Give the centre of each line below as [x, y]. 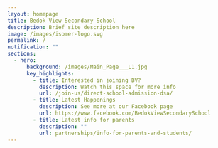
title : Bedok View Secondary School [61, 21]
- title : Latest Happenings [74, 100]
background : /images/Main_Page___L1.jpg [87, 67]
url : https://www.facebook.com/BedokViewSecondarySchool [125, 113]
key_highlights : [50, 73]
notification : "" [33, 47]
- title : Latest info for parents [84, 120]
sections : [22, 54]
